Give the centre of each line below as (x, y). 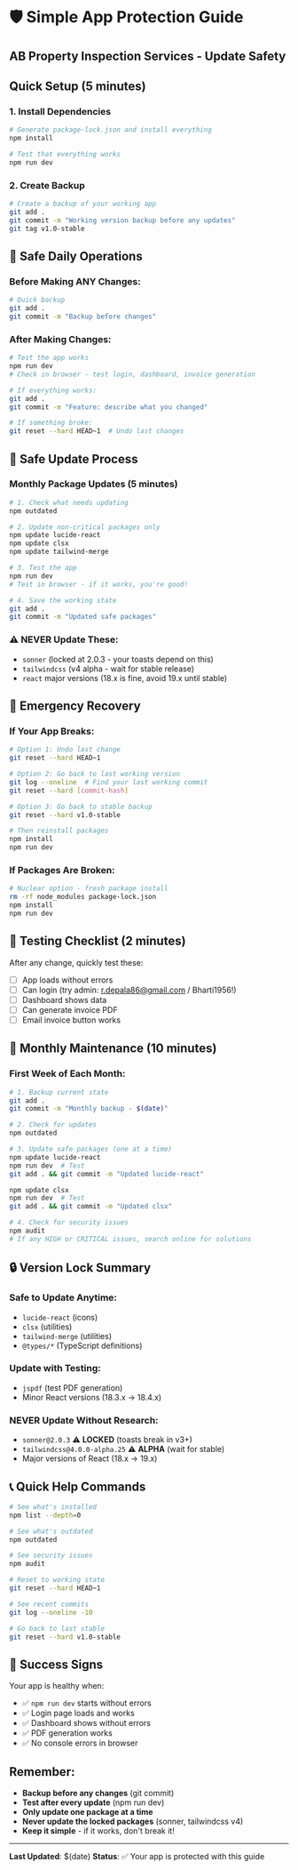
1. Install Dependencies (60, 111)
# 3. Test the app (43, 568)
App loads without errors (67, 980)
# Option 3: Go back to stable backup (81, 807)
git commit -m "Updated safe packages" (83, 617)
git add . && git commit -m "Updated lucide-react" (106, 1174)
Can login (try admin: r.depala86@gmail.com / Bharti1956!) (129, 990)
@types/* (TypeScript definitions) (82, 1345)
